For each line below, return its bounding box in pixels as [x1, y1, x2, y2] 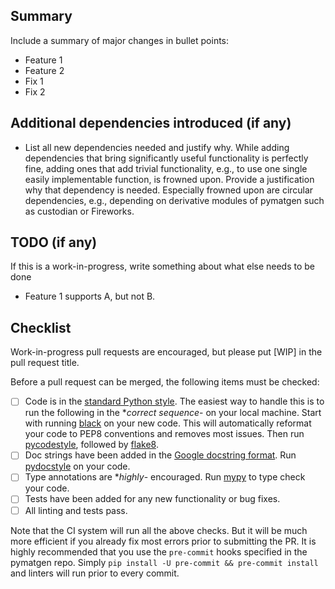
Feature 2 [24, 64, 65, 76]
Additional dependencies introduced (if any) [10, 115, 292, 132]
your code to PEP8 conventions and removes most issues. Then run [24, 428, 305, 440]
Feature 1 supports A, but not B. [24, 290, 156, 303]
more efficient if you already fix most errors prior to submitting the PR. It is [10, 535, 317, 547]
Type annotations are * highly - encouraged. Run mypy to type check [24, 471, 306, 483]
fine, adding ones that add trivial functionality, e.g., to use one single [24, 162, 308, 174]
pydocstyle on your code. [24, 460, 131, 473]
